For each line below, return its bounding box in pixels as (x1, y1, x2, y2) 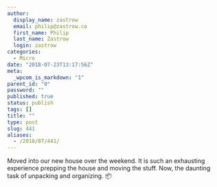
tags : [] (7, 106, 32, 113)
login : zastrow (13, 42, 57, 49)
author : (7, 10, 30, 17)
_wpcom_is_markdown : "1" (13, 74, 84, 81)
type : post (7, 118, 38, 126)
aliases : (7, 131, 32, 138)
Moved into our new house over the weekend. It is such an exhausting (7, 157, 205, 165)
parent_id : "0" (7, 80, 51, 87)
